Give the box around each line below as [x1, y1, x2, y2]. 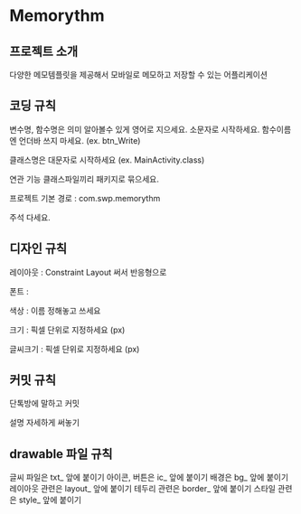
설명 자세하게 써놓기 [9, 417, 80, 428]
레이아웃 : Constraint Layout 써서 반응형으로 [9, 266, 167, 277]
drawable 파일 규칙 [9, 446, 113, 462]
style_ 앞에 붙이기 [18, 494, 82, 506]
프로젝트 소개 [9, 43, 79, 59]
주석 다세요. [9, 211, 52, 222]
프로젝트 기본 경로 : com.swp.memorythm [9, 192, 161, 203]
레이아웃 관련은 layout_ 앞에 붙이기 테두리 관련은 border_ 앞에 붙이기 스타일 [9, 483, 276, 494]
